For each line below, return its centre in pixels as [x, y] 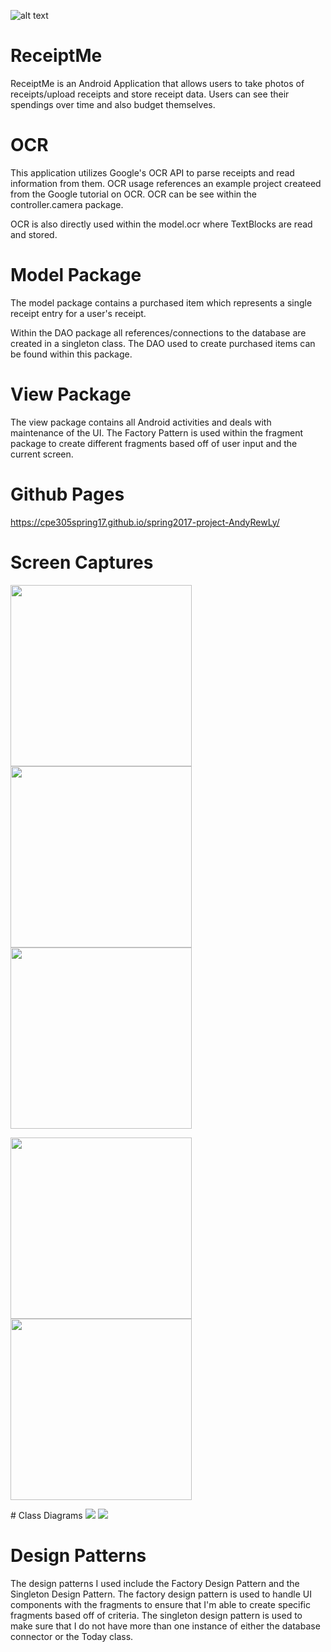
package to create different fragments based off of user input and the [154, 443]
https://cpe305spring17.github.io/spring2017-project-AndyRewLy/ [145, 522]
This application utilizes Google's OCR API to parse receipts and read [152, 172]
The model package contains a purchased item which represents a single [161, 302]
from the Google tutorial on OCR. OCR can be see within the [134, 194]
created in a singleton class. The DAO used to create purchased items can [163, 343]
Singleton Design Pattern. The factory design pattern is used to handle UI [161, 1594]
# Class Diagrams [46, 1515]
